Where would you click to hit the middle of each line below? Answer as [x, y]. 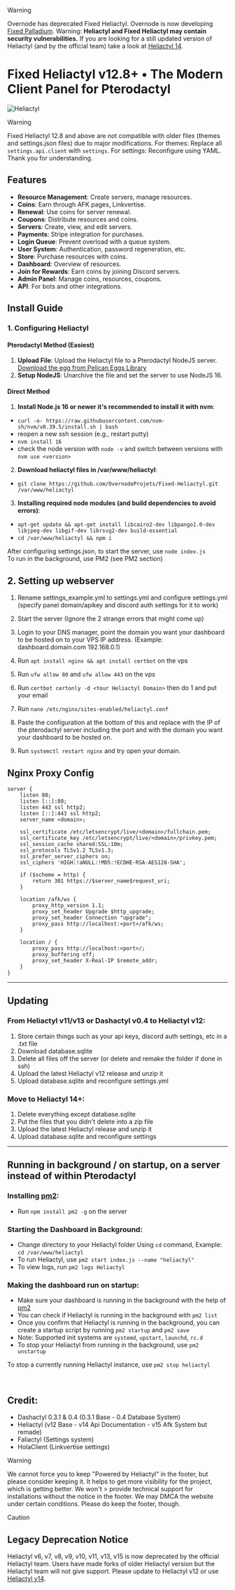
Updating [28, 1001]
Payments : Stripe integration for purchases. [81, 234]
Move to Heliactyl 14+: [46, 1099]
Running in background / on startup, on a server [114, 1165]
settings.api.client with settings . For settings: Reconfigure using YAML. [114, 151]
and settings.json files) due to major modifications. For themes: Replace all [115, 143]
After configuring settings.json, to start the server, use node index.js [107, 551]
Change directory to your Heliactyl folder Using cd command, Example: [120, 1245]
